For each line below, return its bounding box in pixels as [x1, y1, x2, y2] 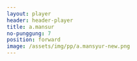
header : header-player [6, 17, 73, 24]
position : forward [6, 36, 61, 43]
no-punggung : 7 [6, 29, 52, 37]
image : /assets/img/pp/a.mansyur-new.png [6, 43, 131, 50]
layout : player [6, 10, 52, 18]
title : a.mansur [6, 23, 54, 30]
